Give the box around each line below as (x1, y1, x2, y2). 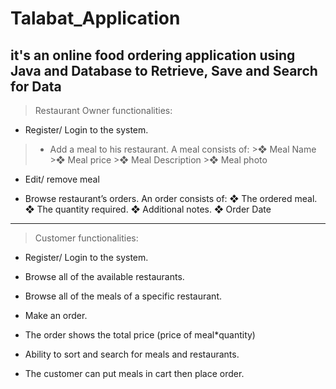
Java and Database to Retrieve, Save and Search (10, 62, 318, 79)
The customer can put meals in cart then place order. (24, 368, 245, 379)
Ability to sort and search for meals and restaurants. (24, 348, 240, 360)
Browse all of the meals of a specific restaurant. (24, 290, 223, 302)
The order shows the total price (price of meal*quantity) (24, 329, 256, 341)
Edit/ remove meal (24, 173, 100, 185)
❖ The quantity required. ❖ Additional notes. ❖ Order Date (24, 203, 272, 215)
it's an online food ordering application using (10, 47, 296, 64)
